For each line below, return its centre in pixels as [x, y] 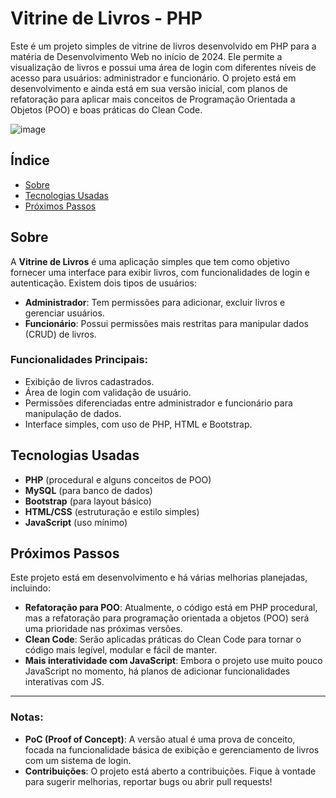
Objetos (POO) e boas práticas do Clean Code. [106, 109]
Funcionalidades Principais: [79, 360]
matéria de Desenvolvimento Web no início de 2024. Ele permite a [146, 56]
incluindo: [30, 588]
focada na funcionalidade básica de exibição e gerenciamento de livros [172, 749]
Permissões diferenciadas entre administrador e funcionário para [158, 403]
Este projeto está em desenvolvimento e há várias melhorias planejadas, [159, 578]
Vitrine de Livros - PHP [106, 18]
